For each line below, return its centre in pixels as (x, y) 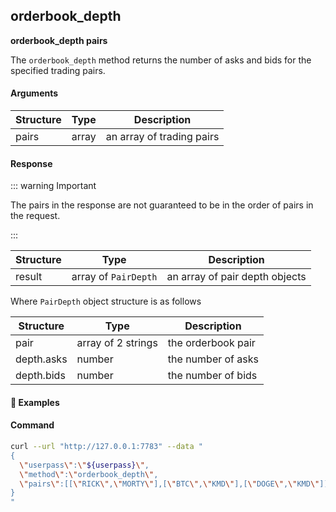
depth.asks (41, 359)
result (29, 277)
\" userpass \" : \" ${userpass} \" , (84, 465)
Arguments (34, 93)
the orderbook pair (211, 343)
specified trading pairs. (58, 70)
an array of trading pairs (162, 137)
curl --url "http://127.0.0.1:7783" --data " (106, 447)
